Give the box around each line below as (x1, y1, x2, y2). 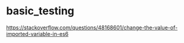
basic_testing (6, 4, 74, 18)
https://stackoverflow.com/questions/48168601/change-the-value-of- (6, 24, 178, 31)
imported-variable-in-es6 (6, 30, 68, 37)
